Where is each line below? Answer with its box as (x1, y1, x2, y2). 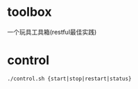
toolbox (7, 4, 52, 20)
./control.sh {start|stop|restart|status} (7, 75, 132, 82)
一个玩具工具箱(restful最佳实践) (7, 28, 97, 36)
